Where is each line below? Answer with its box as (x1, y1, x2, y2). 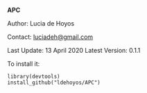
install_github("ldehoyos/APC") (7, 79, 101, 86)
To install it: (7, 60, 40, 68)
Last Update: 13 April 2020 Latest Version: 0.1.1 (7, 46, 141, 54)
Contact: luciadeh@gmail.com (7, 33, 94, 41)
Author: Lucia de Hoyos (7, 19, 75, 27)
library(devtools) (7, 73, 60, 80)
